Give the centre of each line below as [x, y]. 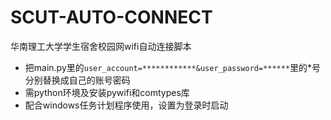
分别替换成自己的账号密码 [77, 80]
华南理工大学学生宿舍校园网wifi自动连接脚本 [101, 46]
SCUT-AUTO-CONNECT [111, 17]
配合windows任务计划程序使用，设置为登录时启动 [126, 105]
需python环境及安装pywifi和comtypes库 [107, 92]
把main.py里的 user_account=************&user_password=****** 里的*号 [173, 67]
